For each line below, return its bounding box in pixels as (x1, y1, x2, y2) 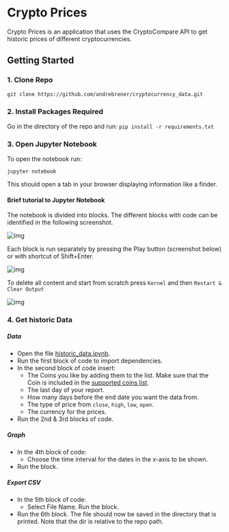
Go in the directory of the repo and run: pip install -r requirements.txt (7, 122, 214, 130)
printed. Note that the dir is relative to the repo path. (16, 518, 164, 526)
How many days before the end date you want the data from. (27, 393, 199, 402)
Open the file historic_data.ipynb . (16, 350, 111, 358)
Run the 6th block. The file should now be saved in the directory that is (16, 510, 217, 518)
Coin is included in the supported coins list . (27, 378, 149, 387)
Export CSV (7, 478, 41, 486)
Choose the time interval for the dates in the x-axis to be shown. (27, 455, 208, 463)
